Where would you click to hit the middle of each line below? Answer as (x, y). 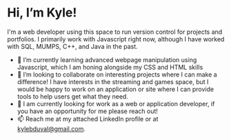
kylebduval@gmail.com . (51, 128)
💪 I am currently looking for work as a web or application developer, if (116, 103)
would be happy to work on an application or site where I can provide (115, 89)
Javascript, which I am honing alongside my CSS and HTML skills (110, 67)
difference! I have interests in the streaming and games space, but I (113, 81)
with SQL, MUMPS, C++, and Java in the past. (72, 46)
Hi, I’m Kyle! (42, 13)
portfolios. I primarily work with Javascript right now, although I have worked (116, 39)
